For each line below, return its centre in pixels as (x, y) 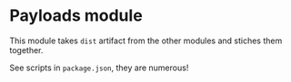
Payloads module (76, 16)
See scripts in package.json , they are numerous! (99, 68)
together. (26, 50)
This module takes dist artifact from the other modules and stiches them (146, 41)
